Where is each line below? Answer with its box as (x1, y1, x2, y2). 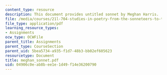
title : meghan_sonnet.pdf (5, 58, 59, 63)
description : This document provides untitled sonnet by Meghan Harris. (5, 12, 159, 17)
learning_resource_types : (5, 26, 59, 31)
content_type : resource (5, 7, 55, 12)
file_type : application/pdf (5, 21, 64, 26)
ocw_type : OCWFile (5, 35, 43, 40)
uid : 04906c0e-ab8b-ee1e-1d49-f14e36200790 (5, 62, 97, 67)
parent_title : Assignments (5, 39, 61, 44)
